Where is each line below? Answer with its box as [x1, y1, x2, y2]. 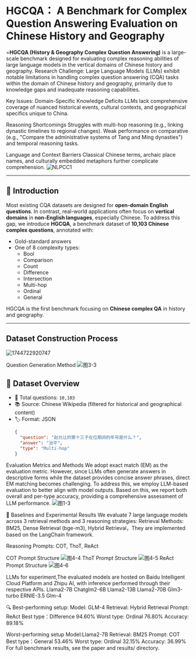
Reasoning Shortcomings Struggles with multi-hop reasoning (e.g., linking [6, 121, 184, 128]
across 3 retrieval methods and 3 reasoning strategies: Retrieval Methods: [6, 517, 184, 524]
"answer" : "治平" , [20, 440, 63, 446]
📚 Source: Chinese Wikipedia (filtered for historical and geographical [14, 401, 182, 408]
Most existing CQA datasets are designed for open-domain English [6, 201, 169, 208]
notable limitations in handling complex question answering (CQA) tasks [6, 73, 179, 81]
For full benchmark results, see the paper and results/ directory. [6, 644, 160, 651]
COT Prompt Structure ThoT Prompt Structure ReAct [6, 554, 174, 561]
